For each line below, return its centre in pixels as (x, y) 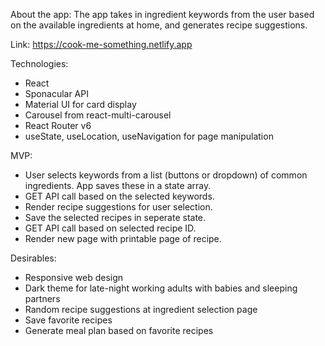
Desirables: (33, 258)
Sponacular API (56, 93)
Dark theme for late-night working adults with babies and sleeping (161, 288)
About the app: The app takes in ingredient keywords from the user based (162, 14)
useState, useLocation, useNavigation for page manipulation (149, 136)
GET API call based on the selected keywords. (119, 196)
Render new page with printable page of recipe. (123, 238)
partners (42, 298)
